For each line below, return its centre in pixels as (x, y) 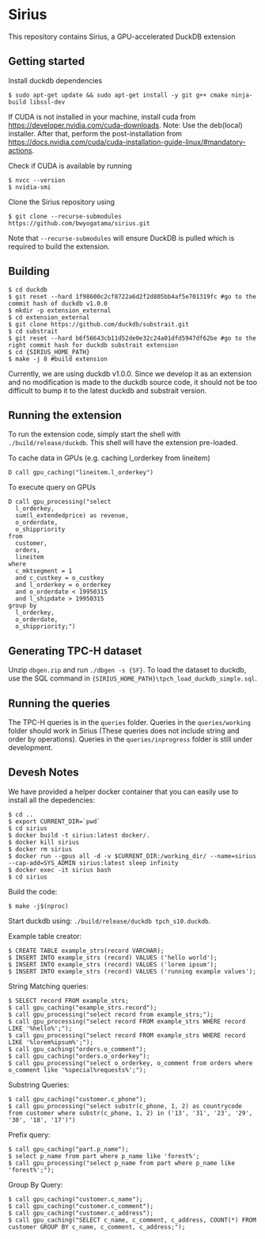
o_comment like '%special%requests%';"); (78, 1070)
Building (29, 271)
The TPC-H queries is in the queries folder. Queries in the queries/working (130, 722)
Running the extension (65, 415)
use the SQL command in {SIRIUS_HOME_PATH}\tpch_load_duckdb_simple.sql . (132, 678)
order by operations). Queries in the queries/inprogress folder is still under (131, 739)
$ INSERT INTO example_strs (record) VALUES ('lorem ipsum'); (113, 964)
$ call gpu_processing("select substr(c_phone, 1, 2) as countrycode (125, 1106)
